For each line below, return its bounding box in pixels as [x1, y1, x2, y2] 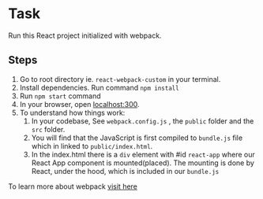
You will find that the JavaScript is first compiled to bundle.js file [31, 133, 243, 142]
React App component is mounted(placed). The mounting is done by [31, 158, 255, 168]
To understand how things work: [19, 108, 126, 117]
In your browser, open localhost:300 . [19, 99, 140, 109]
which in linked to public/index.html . [31, 141, 153, 150]
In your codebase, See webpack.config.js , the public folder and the [31, 116, 254, 126]
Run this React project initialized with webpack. [8, 31, 162, 40]
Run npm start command [19, 91, 101, 101]
